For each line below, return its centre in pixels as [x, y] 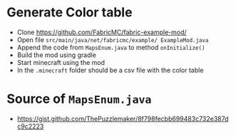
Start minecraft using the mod [61, 62]
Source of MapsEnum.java [79, 99]
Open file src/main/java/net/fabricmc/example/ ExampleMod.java [113, 39]
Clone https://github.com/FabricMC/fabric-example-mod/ [102, 32]
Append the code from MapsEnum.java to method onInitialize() [111, 47]
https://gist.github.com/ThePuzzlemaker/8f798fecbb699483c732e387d [123, 118]
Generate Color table [70, 12]
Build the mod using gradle [57, 55]
